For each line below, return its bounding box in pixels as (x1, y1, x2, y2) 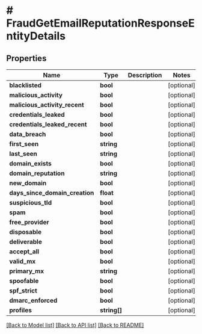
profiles (9, 306, 32, 314)
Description (127, 71, 162, 79)
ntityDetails (6, 29, 66, 43)
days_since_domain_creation (9, 189, 94, 197)
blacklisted (9, 81, 42, 89)
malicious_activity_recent (9, 101, 84, 109)
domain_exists (9, 159, 52, 167)
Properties (6, 53, 47, 63)
